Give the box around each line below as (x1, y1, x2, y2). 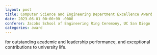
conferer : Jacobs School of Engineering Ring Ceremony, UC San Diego (5, 21, 151, 26)
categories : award (5, 26, 43, 30)
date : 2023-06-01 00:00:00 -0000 (5, 16, 74, 21)
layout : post (5, 7, 32, 12)
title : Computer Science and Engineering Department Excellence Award (5, 12, 153, 17)
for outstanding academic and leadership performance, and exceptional (5, 39, 151, 45)
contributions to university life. (5, 44, 67, 50)
